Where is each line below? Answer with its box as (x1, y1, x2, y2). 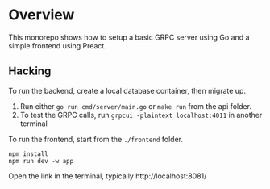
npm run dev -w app (8, 157, 74, 165)
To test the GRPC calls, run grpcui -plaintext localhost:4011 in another (19, 110, 263, 120)
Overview (8, 6, 75, 24)
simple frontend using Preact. (8, 40, 106, 50)
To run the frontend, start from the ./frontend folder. (8, 134, 184, 144)
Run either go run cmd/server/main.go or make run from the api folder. (19, 101, 252, 111)
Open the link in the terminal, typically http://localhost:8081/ (8, 171, 207, 181)
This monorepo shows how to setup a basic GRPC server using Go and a (8, 32, 250, 42)
